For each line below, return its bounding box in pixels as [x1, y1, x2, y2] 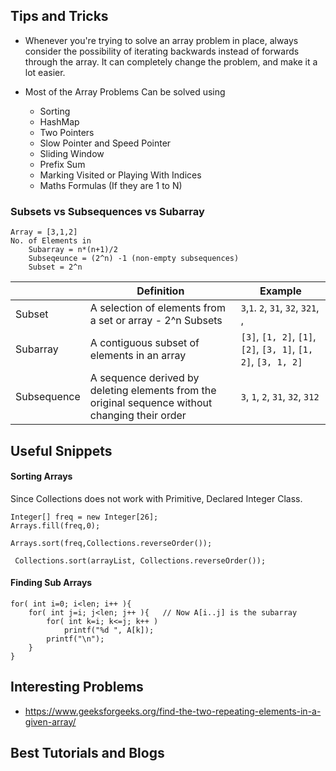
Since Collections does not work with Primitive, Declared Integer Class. [10, 492, 303, 504]
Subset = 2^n [28, 262, 83, 273]
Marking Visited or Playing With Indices [39, 169, 202, 181]
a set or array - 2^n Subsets [89, 314, 223, 328]
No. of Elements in [10, 236, 92, 246]
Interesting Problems [10, 679, 144, 696]
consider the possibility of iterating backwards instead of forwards [24, 45, 300, 57]
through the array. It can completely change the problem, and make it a [24, 55, 318, 68]
